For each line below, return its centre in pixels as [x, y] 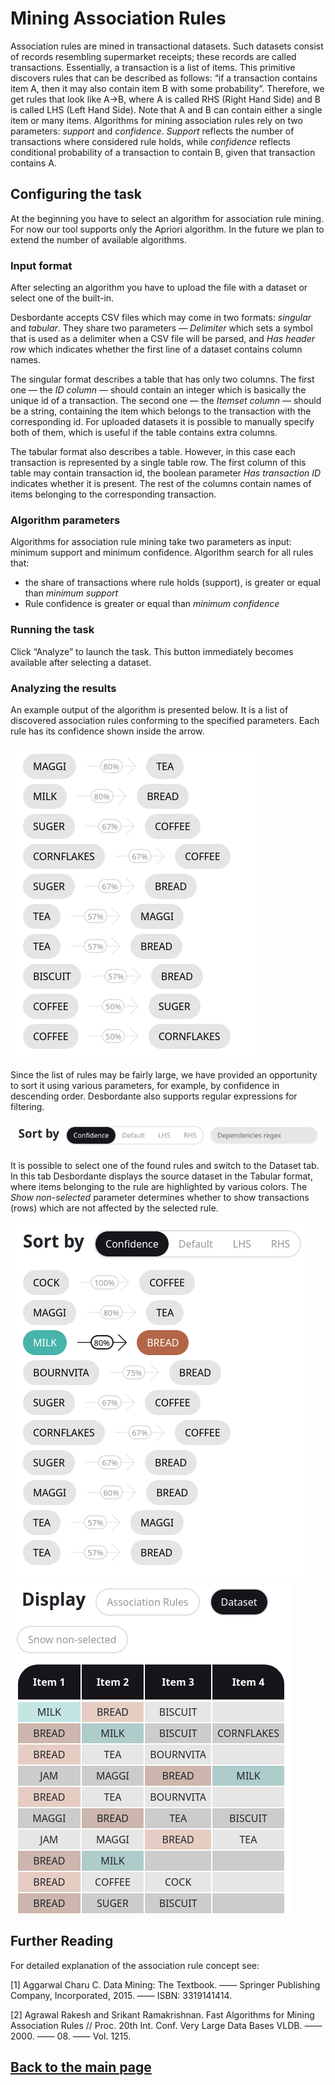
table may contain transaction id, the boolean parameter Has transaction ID [166, 473]
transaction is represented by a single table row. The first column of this [158, 463]
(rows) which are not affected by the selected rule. [114, 1208]
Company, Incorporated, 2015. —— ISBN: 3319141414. [121, 1995]
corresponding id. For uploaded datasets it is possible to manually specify [162, 422]
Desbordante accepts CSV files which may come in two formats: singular [161, 318]
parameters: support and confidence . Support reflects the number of [152, 131]
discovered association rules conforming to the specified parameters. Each [165, 720]
